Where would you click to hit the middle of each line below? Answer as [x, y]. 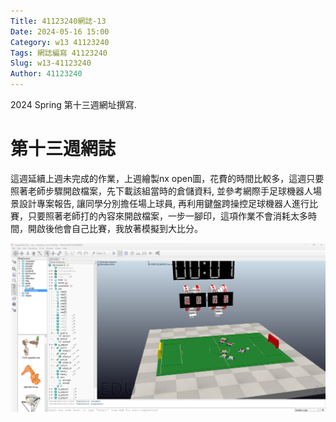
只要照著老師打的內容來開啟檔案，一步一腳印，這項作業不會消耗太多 [167, 216]
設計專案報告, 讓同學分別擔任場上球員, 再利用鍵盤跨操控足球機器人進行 [164, 203]
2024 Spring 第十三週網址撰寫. [73, 104]
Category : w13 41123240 [60, 42]
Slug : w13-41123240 [51, 63]
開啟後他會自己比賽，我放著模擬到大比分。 [115, 228]
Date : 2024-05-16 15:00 [60, 31]
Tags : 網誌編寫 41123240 [59, 53]
